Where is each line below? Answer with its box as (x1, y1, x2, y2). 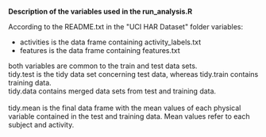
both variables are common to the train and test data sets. (8, 61, 198, 70)
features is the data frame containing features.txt (19, 46, 180, 55)
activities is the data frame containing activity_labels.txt (19, 37, 202, 47)
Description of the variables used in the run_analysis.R (8, 7, 193, 16)
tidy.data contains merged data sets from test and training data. (8, 86, 217, 96)
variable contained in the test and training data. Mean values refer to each (8, 112, 250, 121)
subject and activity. (8, 120, 75, 129)
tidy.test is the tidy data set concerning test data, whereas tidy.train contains (8, 70, 259, 78)
